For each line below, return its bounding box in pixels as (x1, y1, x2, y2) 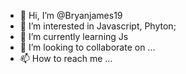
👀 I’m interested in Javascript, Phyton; (19, 20, 177, 32)
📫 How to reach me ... (19, 53, 113, 64)
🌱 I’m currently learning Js (19, 31, 129, 42)
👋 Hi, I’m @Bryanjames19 (19, 10, 123, 21)
